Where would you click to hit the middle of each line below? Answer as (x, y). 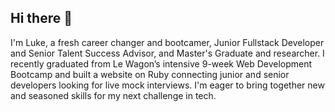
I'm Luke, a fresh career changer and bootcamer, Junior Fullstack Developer (167, 42)
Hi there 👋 (41, 18)
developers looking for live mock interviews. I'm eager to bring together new (167, 85)
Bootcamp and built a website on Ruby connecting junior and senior (150, 74)
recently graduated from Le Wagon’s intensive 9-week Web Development (161, 63)
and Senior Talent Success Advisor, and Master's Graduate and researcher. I (167, 53)
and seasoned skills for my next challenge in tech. (113, 95)
